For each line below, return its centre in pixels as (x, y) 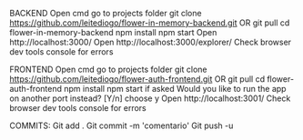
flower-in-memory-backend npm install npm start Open (113, 32)
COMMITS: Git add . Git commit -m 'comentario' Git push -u (121, 125)
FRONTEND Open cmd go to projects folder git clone (108, 69)
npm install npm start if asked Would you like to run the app (175, 89)
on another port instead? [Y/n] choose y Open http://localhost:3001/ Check (150, 98)
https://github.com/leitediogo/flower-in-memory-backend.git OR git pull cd (150, 23)
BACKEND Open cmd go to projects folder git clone (106, 13)
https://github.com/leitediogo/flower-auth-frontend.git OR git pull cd (137, 79)
